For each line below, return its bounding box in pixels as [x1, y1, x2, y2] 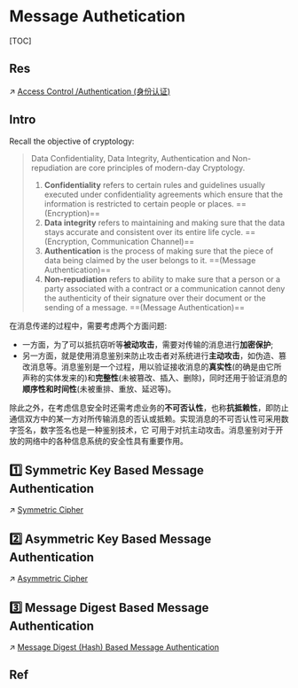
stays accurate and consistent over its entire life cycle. [43, 226, 244, 237]
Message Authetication [9, 6, 186, 27]
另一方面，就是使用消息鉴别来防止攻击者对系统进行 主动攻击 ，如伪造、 [21, 350, 279, 361]
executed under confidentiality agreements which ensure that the [43, 189, 284, 199]
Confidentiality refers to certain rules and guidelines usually [43, 179, 266, 190]
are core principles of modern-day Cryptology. [74, 162, 246, 173]
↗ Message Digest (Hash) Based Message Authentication [9, 642, 220, 653]
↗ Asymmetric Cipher [9, 574, 89, 584]
